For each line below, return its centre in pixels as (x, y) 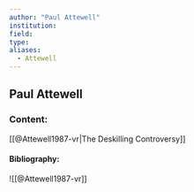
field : (21, 34)
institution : (33, 26)
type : (19, 42)
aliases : (25, 50)
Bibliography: (34, 159)
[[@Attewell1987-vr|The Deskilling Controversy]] (97, 139)
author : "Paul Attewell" (55, 17)
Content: (29, 119)
